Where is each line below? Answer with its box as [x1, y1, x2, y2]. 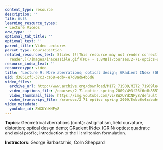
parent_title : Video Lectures [5, 43, 66, 48]
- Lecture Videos [5, 25, 40, 30]
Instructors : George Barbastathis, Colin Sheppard [5, 139, 105, 145]
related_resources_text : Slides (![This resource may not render [5, 52, 140, 57]
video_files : [5, 79, 32, 84]
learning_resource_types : [5, 20, 57, 26]
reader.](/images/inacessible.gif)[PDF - [9, 57, 95, 62]
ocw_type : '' [5, 30, 32, 34]
